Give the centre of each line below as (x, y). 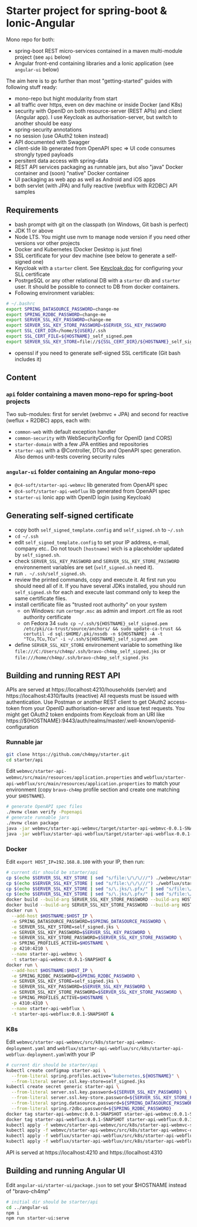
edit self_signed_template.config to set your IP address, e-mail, (92, 542)
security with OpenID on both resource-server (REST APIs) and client (98, 111)
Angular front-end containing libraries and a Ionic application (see (94, 63)
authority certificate (47, 617)
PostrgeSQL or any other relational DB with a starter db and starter (97, 280)
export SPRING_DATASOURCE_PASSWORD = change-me (62, 309)
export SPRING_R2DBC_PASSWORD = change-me (56, 315)
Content (21, 378)
